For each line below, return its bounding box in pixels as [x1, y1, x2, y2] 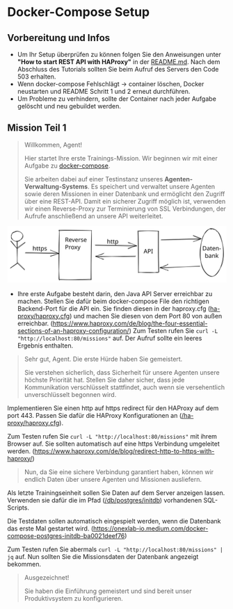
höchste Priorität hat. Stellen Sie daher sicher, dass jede [24, 375, 185, 384]
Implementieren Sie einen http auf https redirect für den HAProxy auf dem [7, 404, 219, 412]
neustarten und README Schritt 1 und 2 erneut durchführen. [17, 88, 191, 95]
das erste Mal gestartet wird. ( [7, 524, 94, 533]
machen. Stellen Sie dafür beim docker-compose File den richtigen [17, 297, 210, 305]
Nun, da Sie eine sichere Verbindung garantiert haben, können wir [24, 467, 214, 476]
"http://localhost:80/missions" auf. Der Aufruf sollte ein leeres [17, 334, 202, 342]
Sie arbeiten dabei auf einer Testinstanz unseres [24, 174, 163, 183]
